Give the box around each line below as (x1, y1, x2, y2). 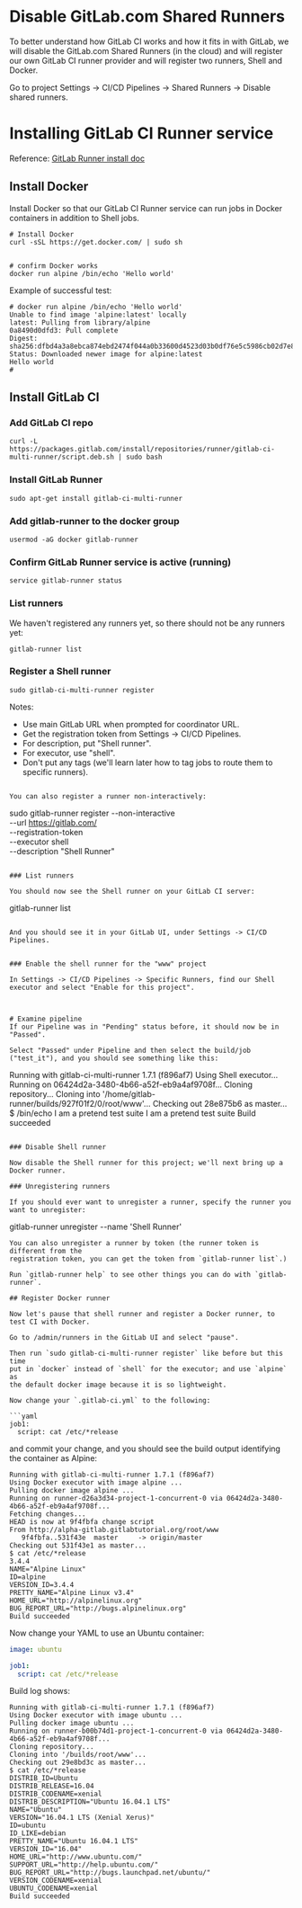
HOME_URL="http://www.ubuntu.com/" (9, 1852, 143, 1862)
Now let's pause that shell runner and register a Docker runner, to (9, 1309, 276, 1318)
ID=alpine (9, 1572, 47, 1582)
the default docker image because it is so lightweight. (9, 1380, 227, 1389)
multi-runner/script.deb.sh (9, 452, 115, 462)
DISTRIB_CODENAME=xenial (9, 1789, 102, 1799)
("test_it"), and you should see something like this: (9, 1054, 219, 1063)
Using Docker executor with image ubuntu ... (9, 1711, 182, 1720)
